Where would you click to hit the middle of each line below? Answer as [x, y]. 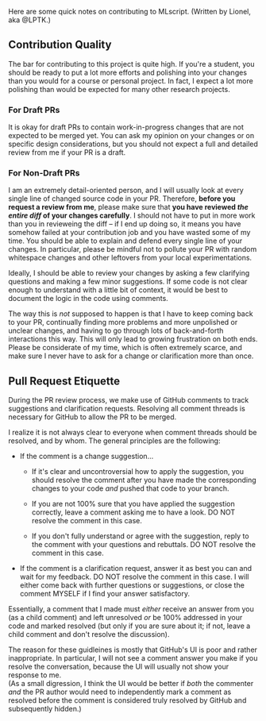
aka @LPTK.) [30, 20]
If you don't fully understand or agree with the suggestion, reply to [140, 536]
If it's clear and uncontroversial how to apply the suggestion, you [138, 472]
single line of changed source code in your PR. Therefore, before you [122, 199]
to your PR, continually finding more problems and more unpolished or [123, 322]
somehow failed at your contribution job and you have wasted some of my [129, 233]
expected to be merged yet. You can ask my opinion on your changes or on [131, 136]
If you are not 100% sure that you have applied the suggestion [133, 504]
